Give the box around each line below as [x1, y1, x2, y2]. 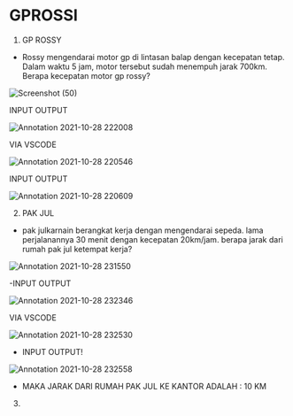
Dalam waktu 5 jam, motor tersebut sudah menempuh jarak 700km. [21, 61, 268, 72]
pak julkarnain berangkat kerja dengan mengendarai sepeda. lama [21, 225, 264, 235]
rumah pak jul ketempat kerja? [21, 243, 133, 254]
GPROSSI [9, 5, 78, 26]
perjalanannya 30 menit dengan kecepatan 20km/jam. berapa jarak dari [21, 234, 283, 244]
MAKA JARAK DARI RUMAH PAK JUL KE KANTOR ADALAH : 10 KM [21, 381, 267, 391]
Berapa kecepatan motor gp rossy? [21, 70, 150, 81]
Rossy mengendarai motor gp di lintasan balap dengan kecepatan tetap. [21, 51, 285, 62]
